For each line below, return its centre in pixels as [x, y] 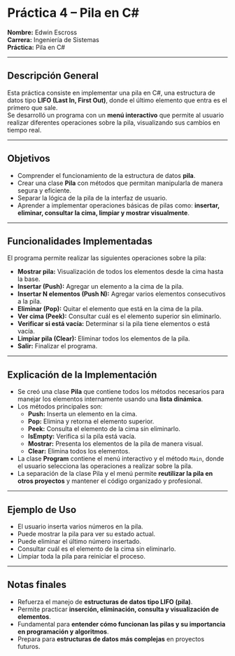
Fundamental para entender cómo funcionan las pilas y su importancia [121, 624]
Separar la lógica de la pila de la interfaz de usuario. [92, 198]
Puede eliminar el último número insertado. [79, 541]
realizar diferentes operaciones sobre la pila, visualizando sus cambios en [114, 122]
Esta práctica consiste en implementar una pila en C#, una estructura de [111, 93]
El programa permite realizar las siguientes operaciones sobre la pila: [107, 258]
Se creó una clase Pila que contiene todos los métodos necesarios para [121, 392]
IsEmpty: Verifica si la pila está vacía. [82, 437]
